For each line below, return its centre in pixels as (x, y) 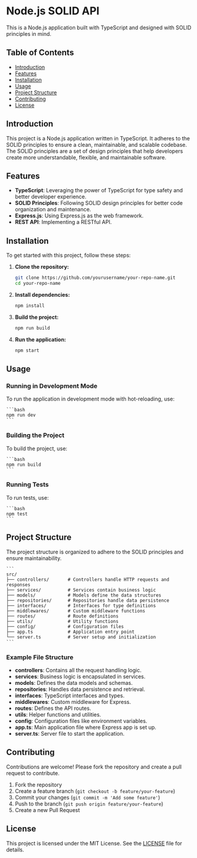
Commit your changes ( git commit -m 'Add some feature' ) (87, 797)
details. (15, 850)
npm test (17, 514)
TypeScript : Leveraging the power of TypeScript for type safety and (99, 190)
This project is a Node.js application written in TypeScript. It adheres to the (98, 138)
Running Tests (27, 485)
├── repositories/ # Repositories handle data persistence (88, 600)
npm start (27, 350)
